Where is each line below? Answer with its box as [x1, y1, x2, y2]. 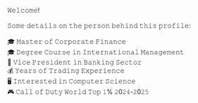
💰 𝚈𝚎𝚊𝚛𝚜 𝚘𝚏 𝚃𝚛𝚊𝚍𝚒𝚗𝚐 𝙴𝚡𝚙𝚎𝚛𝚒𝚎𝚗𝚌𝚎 [7, 66, 125, 75]
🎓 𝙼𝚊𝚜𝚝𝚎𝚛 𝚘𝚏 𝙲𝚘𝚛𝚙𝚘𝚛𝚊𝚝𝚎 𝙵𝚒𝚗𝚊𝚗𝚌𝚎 [7, 37, 127, 45]
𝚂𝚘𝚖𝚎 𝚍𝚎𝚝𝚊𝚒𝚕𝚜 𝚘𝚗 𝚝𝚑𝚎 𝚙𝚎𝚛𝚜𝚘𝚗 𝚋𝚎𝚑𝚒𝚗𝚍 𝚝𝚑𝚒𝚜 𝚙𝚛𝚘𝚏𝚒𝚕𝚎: [7, 21, 192, 30]
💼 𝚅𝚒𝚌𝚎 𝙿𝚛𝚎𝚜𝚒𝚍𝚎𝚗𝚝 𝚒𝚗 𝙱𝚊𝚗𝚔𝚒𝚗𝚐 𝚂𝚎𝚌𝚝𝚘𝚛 [7, 58, 142, 66]
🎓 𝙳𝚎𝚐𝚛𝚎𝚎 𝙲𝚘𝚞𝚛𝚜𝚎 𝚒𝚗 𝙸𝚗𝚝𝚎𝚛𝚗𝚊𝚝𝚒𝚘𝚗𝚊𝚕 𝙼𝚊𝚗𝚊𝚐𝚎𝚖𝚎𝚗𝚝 [7, 48, 185, 56]
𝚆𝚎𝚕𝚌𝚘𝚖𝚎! [7, 6, 40, 14]
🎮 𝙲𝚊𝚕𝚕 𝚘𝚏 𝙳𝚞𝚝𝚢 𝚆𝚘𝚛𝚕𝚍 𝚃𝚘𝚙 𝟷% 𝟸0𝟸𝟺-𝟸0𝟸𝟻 [7, 87, 149, 96]
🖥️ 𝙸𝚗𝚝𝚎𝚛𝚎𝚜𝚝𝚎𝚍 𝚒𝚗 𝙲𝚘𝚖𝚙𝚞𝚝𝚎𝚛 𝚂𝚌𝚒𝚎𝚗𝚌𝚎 [7, 77, 136, 85]
